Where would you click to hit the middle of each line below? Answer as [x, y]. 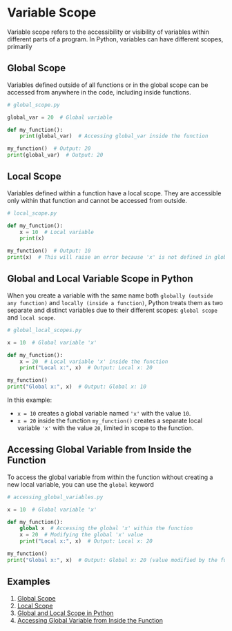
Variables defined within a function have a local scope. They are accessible [114, 193]
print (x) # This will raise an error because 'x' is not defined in [109, 258]
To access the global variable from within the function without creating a [110, 477]
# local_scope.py [32, 213]
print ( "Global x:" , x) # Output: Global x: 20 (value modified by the [112, 560]
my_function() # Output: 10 [49, 251]
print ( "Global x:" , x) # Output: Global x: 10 [77, 387]
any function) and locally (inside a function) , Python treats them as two [115, 302]
